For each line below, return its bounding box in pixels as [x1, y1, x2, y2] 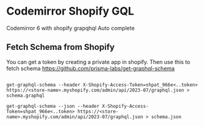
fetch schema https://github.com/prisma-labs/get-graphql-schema [6, 65, 175, 72]
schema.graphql [6, 93, 45, 99]
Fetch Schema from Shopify [6, 42, 115, 52]
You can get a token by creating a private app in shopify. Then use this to [6, 58, 191, 65]
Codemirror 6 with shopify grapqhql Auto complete [6, 24, 135, 32]
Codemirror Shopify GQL [6, 4, 134, 18]
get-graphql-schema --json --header [6, 103, 100, 109]
